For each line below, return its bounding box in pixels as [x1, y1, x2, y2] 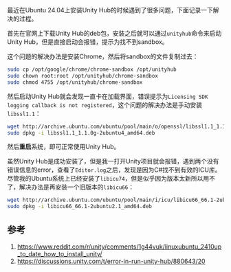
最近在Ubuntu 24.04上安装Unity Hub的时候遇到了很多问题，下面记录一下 [7, 6, 213, 14]
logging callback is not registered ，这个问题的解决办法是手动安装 [7, 100, 203, 109]
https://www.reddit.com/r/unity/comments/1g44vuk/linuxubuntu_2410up [16, 242, 222, 251]
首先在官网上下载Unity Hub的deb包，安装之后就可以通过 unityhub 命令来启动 [7, 30, 222, 37]
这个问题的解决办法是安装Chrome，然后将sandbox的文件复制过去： [7, 52, 199, 60]
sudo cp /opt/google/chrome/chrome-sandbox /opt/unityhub [7, 66, 177, 73]
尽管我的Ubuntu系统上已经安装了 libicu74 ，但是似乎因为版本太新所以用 [7, 174, 210, 183]
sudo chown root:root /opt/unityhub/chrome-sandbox [7, 72, 158, 79]
